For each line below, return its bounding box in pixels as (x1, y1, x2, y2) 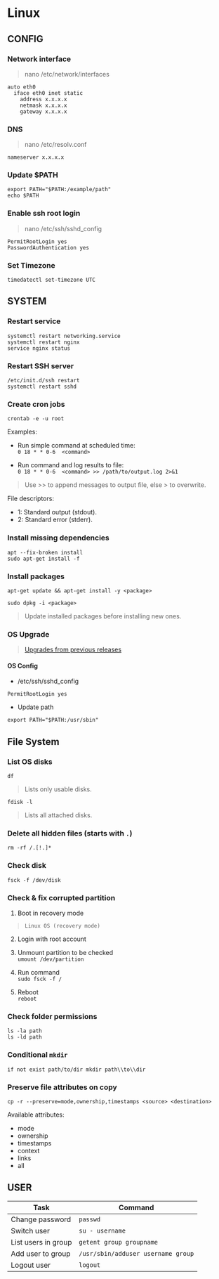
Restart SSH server (7, 361, 74, 370)
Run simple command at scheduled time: (17, 441, 135, 450)
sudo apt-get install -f (7, 555, 80, 562)
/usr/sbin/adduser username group (78, 1249, 194, 1257)
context (17, 1146, 40, 1155)
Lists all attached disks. (24, 811, 93, 819)
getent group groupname (78, 1238, 159, 1246)
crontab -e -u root (7, 415, 65, 422)
